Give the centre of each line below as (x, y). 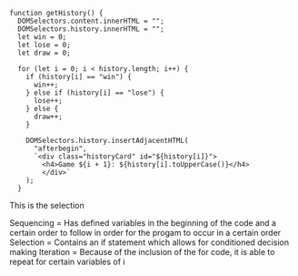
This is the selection (47, 205)
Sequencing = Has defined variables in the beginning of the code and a (143, 223)
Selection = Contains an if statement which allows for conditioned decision (149, 242)
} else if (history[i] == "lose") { (95, 93)
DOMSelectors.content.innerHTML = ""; (91, 21)
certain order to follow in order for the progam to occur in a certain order (145, 233)
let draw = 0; (44, 53)
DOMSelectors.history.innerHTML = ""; (91, 29)
